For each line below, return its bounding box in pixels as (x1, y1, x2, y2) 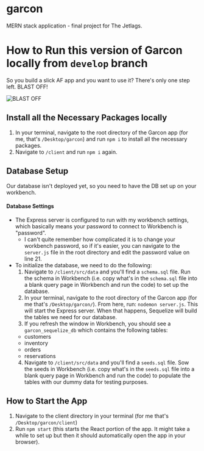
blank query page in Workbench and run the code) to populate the (24, 372, 191, 379)
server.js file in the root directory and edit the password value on (24, 248, 190, 256)
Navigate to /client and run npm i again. (15, 148, 118, 156)
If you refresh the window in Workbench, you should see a (24, 320, 171, 327)
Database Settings (6, 203, 54, 210)
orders (24, 345, 41, 353)
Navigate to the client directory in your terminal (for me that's (15, 412, 169, 419)
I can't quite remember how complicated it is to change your (24, 236, 175, 243)
